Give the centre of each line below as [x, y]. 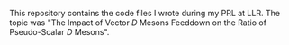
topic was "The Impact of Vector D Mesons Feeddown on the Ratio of [138, 22]
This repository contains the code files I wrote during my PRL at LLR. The [145, 13]
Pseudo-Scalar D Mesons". [59, 32]
